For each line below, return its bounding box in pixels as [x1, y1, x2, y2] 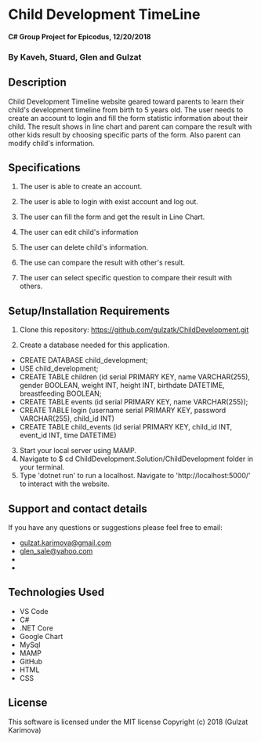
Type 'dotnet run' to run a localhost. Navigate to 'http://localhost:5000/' [19, 471, 251, 481]
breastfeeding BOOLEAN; [19, 389, 102, 398]
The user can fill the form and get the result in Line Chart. [19, 212, 205, 221]
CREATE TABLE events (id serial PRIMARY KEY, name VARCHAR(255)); [19, 397, 248, 407]
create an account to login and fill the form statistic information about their [8, 113, 248, 122]
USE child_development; [19, 364, 99, 374]
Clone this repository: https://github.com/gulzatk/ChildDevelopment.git [19, 325, 249, 334]
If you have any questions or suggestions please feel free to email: [8, 522, 223, 532]
